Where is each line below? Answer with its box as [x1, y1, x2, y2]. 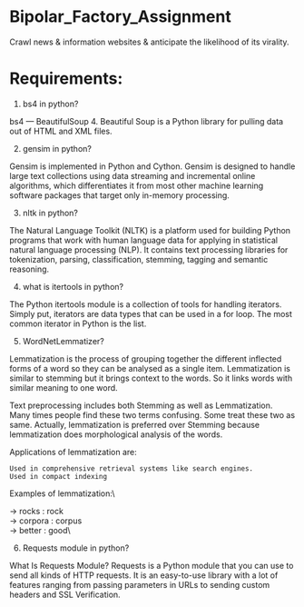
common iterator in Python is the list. [9, 318, 147, 329]
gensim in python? [22, 143, 93, 154]
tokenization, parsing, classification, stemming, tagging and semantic [9, 254, 269, 264]
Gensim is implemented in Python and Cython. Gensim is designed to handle [9, 161, 296, 172]
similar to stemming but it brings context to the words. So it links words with [9, 373, 293, 383]
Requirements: [9, 68, 123, 89]
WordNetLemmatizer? [22, 335, 104, 346]
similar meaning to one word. [9, 382, 118, 393]
